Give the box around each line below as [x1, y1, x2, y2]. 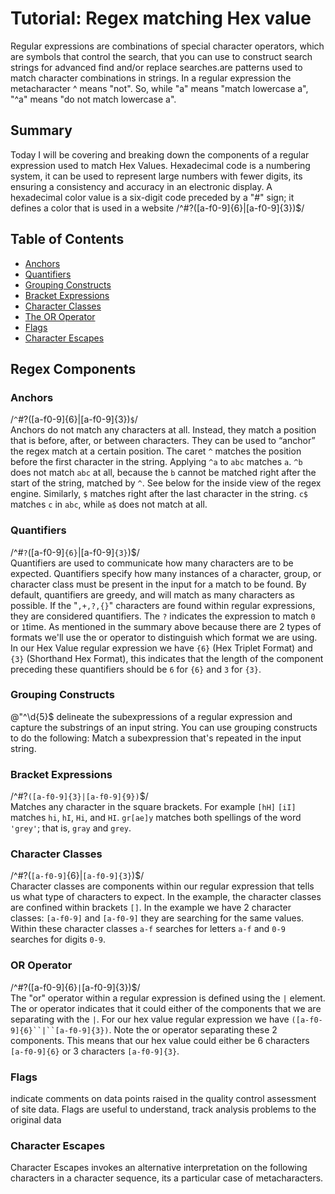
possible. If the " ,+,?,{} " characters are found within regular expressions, [10, 599, 316, 611]
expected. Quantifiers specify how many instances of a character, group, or [10, 567, 322, 579]
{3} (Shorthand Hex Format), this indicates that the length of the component [10, 652, 324, 664]
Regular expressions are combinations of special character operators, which [10, 40, 325, 52]
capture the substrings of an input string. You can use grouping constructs [10, 721, 318, 733]
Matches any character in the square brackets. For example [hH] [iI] [10, 801, 297, 813]
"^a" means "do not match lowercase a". [10, 93, 177, 105]
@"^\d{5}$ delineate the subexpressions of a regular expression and [10, 710, 293, 722]
